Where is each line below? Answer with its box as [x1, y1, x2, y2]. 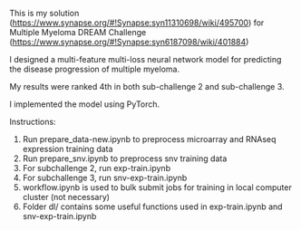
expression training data [22, 144, 113, 154]
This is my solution [9, 8, 80, 18]
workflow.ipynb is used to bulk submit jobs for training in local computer [22, 182, 292, 193]
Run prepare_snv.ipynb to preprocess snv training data [22, 153, 228, 164]
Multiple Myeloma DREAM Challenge [9, 27, 147, 37]
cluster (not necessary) [22, 192, 111, 202]
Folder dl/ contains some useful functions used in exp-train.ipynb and [22, 201, 283, 212]
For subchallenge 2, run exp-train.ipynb [22, 163, 170, 173]
